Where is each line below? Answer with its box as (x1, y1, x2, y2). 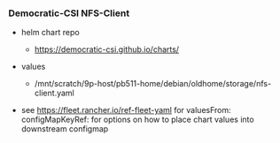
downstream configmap (20, 124, 109, 134)
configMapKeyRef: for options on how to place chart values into (20, 114, 254, 125)
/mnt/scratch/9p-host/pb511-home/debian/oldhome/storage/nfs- (34, 79, 272, 89)
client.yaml (34, 87, 74, 99)
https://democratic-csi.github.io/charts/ (34, 44, 179, 55)
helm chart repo (20, 27, 81, 38)
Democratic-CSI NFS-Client (8, 7, 130, 19)
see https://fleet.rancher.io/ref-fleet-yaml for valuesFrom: (20, 105, 231, 116)
